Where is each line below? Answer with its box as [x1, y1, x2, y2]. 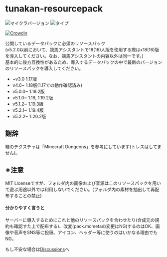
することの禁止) [9, 193, 42, 199]
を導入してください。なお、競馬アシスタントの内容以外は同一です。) [5, 53, 144, 59]
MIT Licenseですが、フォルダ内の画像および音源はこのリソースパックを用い [5, 180, 161, 186]
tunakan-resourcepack [5, 3, 103, 14]
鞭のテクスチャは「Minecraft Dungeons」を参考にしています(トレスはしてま [5, 143, 162, 150]
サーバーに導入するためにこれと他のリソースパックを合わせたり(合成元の [5, 217, 155, 223]
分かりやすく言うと [5, 205, 45, 211]
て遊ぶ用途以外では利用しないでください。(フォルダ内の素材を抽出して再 [5, 186, 156, 192]
